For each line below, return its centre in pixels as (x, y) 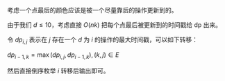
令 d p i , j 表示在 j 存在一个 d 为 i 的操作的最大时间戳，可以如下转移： (103, 40)
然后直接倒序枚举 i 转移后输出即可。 (58, 71)
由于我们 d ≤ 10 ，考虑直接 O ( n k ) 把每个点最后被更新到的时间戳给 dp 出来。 (115, 25)
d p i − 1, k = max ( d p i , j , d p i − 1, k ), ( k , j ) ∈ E (63, 55)
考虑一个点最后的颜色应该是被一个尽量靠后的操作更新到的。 (92, 10)
